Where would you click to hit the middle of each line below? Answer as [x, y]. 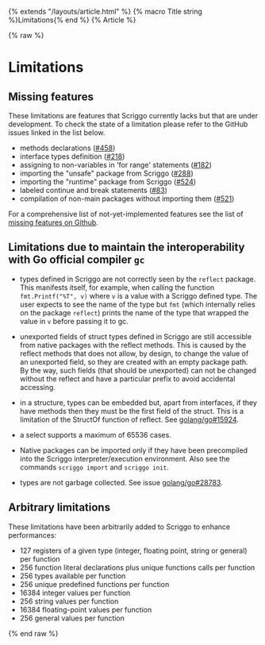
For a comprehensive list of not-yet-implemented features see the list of [126, 214]
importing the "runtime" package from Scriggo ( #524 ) [108, 182]
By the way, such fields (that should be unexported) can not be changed [138, 370]
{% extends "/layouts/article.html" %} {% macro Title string [105, 12]
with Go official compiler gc [77, 260]
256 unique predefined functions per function [94, 584]
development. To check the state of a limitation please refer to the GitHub [128, 124]
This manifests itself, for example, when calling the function [117, 287]
